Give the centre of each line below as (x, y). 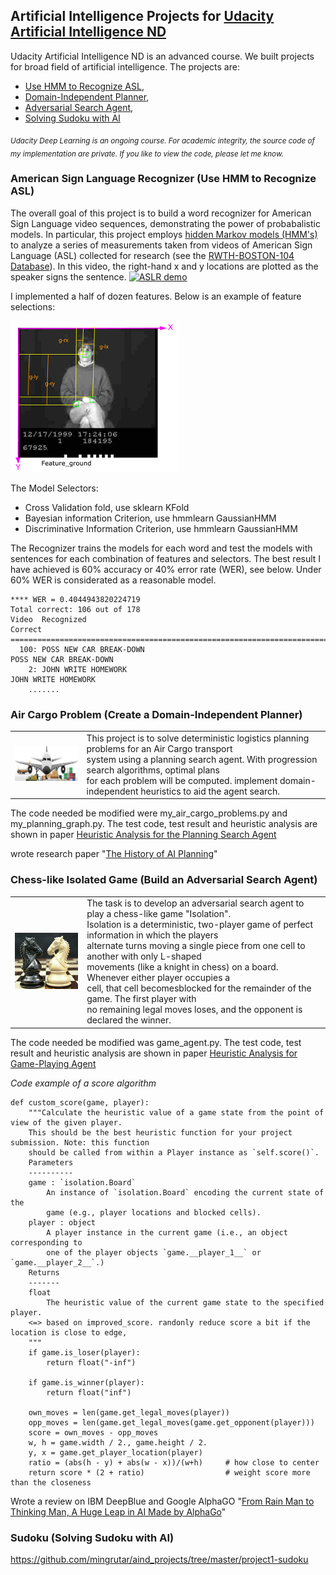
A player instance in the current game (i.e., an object (167, 1232)
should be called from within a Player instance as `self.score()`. (174, 1152)
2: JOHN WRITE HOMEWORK (78, 669)
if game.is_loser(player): (84, 1352)
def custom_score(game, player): (80, 1102)
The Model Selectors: (54, 488)
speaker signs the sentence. (68, 276)
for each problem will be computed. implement (182, 780)
